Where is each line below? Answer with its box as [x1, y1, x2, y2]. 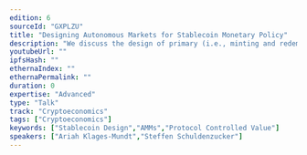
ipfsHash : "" [9, 56, 59, 65]
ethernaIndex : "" [9, 65, 76, 74]
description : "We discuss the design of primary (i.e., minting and [9, 38, 276, 48]
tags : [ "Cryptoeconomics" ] [9, 115, 112, 124]
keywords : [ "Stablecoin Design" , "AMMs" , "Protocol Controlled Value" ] [9, 124, 281, 133]
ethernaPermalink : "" [9, 73, 92, 82]
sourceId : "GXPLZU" [9, 22, 84, 31]
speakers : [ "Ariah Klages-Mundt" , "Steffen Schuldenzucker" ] [9, 132, 244, 141]
